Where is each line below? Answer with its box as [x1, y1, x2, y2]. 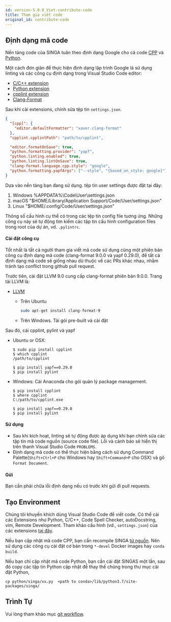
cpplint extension [12, 91, 49, 97]
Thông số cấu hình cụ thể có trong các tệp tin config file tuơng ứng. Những [5, 213, 163, 219]
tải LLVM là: [5, 278, 30, 284]
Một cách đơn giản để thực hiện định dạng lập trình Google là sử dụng [5, 65, 153, 71]
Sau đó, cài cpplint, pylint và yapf [5, 327, 75, 333]
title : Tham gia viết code [5, 12, 63, 17]
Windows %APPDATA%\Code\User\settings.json [12, 192, 115, 198]
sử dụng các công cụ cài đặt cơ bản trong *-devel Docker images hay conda [5, 543, 164, 549]
